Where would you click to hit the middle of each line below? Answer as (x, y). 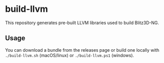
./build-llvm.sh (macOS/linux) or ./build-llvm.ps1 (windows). (70, 55)
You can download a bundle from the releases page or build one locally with (82, 50)
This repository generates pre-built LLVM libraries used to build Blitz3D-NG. (82, 23)
